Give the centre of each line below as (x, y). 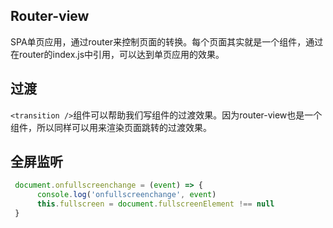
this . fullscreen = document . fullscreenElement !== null (155, 204)
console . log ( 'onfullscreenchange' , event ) (126, 195)
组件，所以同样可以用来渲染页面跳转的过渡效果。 (111, 127)
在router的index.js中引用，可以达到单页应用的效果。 (117, 54)
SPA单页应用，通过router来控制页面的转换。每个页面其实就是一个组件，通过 (167, 41)
